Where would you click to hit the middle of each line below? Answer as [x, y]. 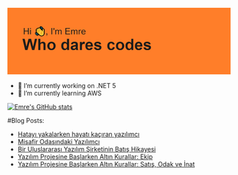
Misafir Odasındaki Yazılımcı [59, 142]
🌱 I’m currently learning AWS [59, 93]
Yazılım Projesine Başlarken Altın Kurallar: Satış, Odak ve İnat [106, 164]
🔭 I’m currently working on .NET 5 [67, 86]
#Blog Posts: [26, 121]
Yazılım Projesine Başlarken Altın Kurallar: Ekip [85, 157]
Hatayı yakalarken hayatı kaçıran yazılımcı [79, 134]
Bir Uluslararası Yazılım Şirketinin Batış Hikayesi [86, 150]
